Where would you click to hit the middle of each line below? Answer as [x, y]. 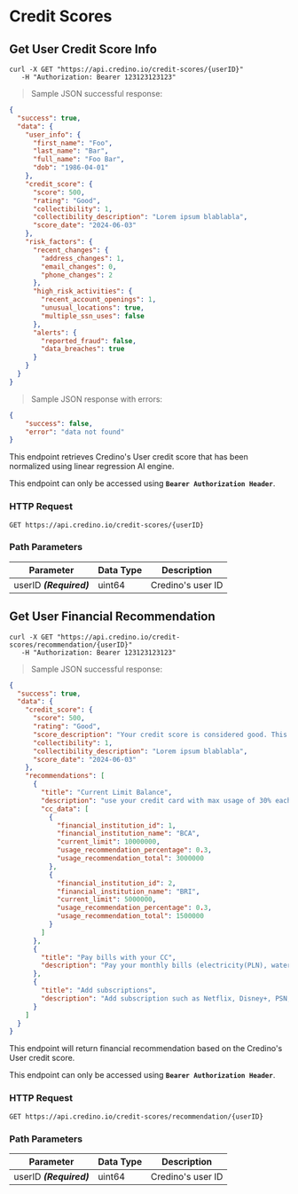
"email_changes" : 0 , [79, 267]
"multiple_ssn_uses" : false [93, 316]
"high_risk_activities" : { [82, 291]
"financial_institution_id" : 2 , [116, 883]
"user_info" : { [53, 135]
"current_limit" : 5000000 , [106, 899]
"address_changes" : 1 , [83, 258]
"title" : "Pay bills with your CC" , [109, 957]
